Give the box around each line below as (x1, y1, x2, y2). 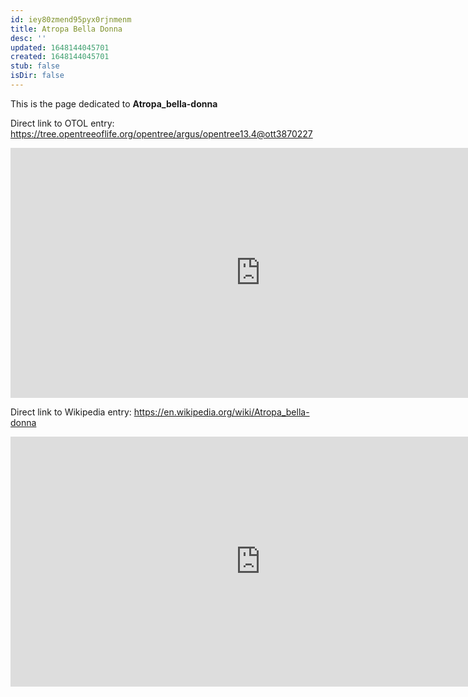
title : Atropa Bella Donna (10, 24, 123, 34)
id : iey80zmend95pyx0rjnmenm (10, 14, 132, 25)
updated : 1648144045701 (10, 42, 110, 53)
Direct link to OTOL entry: (10, 117, 115, 129)
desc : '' (10, 33, 47, 43)
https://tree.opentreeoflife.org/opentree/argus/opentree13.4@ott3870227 (10, 127, 313, 140)
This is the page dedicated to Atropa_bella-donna (10, 97, 218, 110)
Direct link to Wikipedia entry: (10, 406, 132, 418)
